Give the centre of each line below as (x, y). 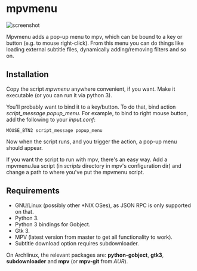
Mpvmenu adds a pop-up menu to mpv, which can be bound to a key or (94, 36)
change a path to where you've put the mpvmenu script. (75, 172)
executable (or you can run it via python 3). (59, 95)
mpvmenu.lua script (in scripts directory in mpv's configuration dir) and (94, 165)
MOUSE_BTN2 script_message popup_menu (54, 130)
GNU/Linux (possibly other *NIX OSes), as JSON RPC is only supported (103, 205)
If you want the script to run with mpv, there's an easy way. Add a (87, 159)
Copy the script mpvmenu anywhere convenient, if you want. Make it (91, 89)
